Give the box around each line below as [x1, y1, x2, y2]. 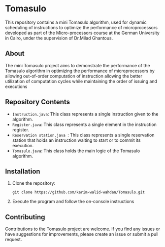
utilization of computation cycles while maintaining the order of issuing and [5, 78, 158, 84]
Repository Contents [5, 98, 70, 106]
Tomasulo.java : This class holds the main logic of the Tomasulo [12, 148, 140, 154]
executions [5, 83, 28, 89]
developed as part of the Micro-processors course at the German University [5, 30, 160, 36]
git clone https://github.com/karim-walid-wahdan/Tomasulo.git [12, 190, 145, 195]
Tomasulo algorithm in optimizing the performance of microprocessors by [5, 68, 155, 74]
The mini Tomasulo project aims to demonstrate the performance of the [5, 62, 150, 68]
